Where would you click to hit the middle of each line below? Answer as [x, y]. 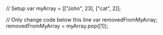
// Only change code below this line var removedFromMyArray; [82, 20]
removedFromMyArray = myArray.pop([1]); [57, 26]
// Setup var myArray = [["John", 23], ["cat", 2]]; [64, 8]
